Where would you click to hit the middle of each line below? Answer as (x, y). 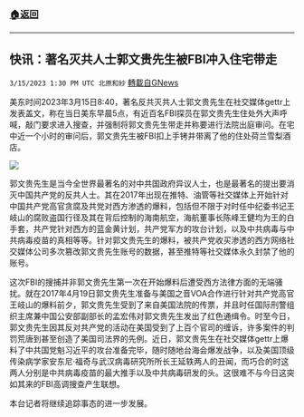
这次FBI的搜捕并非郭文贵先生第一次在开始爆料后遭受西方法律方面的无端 (142, 282)
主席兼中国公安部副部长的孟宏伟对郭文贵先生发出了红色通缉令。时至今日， (156, 316)
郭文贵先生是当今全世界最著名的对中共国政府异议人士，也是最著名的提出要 (148, 184)
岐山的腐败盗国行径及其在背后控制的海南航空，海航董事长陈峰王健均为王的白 (152, 218)
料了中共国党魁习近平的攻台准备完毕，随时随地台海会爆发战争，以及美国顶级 (152, 350)
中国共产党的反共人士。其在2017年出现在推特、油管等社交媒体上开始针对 (152, 195)
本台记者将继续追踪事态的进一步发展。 (81, 403)
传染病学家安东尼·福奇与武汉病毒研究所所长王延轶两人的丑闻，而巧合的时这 (149, 362)
